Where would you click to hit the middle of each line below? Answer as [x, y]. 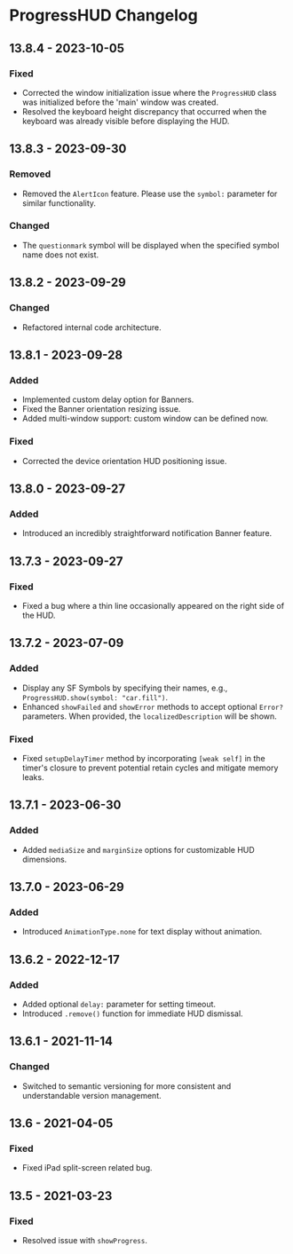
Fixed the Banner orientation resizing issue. [101, 409]
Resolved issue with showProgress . [85, 1241]
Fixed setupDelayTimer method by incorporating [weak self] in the [143, 758]
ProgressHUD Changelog [103, 16]
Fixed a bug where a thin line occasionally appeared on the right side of [153, 605]
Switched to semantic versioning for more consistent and [127, 1086]
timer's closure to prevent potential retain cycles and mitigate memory [150, 768]
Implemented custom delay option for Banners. [108, 399]
